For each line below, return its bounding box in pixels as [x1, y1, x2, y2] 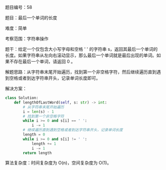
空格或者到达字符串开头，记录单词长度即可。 [9, 75, 100, 81]
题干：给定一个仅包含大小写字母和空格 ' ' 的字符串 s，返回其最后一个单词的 [5, 46, 158, 52]
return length [23, 150, 52, 155]
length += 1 [31, 141, 56, 146]
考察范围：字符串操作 [5, 36, 48, 41]
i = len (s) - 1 [23, 109, 54, 114]
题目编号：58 [5, 4, 32, 10]
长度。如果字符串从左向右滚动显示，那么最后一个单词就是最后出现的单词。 [5, 52, 157, 58]
